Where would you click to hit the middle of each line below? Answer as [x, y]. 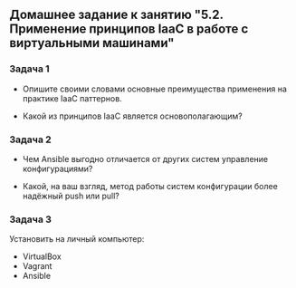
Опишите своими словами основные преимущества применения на [155, 89]
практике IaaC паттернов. [72, 98]
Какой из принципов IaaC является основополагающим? [132, 116]
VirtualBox [42, 256]
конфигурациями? [57, 168]
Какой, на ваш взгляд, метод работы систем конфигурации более [150, 186]
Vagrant [37, 266]
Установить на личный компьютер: [77, 239]
